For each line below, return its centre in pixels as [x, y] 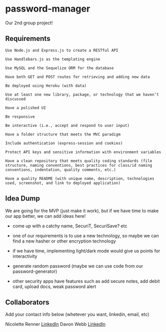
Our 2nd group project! [29, 23]
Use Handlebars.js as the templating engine [53, 59]
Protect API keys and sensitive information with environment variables [83, 152]
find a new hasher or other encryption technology [64, 241]
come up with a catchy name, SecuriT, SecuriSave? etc [70, 226]
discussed [16, 99]
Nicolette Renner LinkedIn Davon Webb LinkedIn [56, 324]
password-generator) [35, 271]
